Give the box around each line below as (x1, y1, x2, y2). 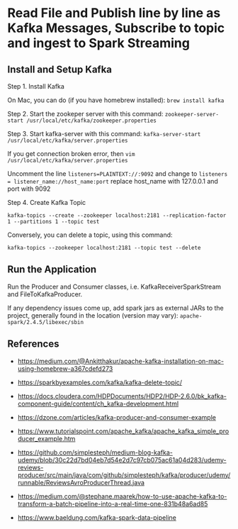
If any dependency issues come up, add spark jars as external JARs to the (7, 304, 225, 312)
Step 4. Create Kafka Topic (7, 199, 86, 206)
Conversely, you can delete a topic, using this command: (7, 230, 173, 239)
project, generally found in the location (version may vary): (7, 311, 178, 320)
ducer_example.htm (17, 434, 76, 442)
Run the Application (7, 264, 97, 276)
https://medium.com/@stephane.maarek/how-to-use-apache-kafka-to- (17, 491, 227, 501)
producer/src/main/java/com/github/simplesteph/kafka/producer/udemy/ (17, 470, 231, 479)
